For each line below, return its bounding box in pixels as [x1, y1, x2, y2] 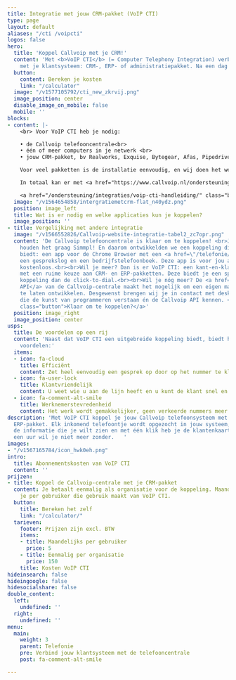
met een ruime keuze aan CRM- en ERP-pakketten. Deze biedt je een [20, 270, 221, 278]
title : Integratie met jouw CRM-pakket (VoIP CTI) [7, 10, 159, 18]
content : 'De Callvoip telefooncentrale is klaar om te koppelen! [13, 238, 212, 245]
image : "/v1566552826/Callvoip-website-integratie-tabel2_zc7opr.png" [13, 231, 225, 238]
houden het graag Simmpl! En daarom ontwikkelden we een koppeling [20, 244, 221, 251]
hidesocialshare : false [7, 584, 77, 591]
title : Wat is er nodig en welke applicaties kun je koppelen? [13, 212, 202, 219]
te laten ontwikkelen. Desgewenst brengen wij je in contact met [20, 290, 216, 297]
